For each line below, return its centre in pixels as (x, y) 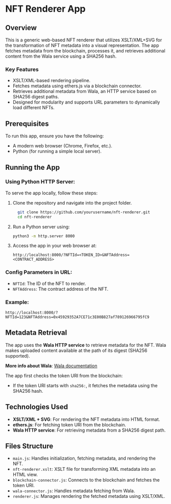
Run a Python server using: (41, 226)
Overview (21, 28)
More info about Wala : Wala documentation (52, 366)
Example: (17, 302)
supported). (18, 356)
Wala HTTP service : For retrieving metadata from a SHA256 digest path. (89, 430)
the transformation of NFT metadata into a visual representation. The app (82, 45)
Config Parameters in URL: (39, 272)
